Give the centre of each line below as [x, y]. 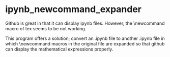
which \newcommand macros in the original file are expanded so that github [85, 43]
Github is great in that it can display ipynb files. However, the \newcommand [85, 23]
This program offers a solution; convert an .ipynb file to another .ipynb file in [85, 38]
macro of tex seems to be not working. [46, 28]
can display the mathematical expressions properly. [59, 49]
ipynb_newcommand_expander [73, 9]
